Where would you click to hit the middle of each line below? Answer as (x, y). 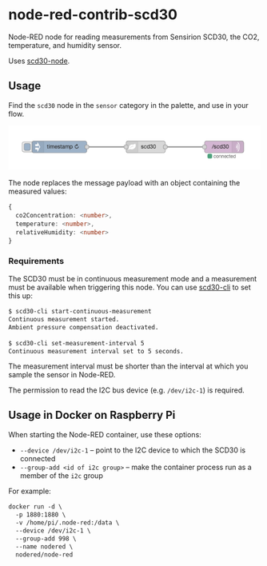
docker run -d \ (35, 506)
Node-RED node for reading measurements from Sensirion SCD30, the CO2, (134, 37)
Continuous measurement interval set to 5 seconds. (96, 351)
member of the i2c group (62, 475)
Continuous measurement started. (64, 319)
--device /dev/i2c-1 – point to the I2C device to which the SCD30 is (133, 450)
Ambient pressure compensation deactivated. (84, 327)
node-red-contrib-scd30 (93, 15)
